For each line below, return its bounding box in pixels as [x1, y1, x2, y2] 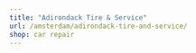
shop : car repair [9, 30, 75, 39]
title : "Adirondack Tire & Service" [9, 13, 147, 22]
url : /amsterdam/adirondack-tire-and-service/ [9, 22, 188, 31]
